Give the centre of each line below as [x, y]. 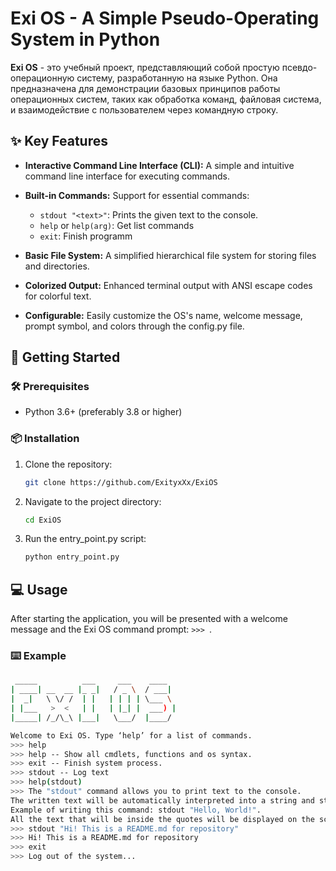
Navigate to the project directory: [93, 501]
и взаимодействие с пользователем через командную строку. [144, 109]
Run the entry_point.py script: [85, 539]
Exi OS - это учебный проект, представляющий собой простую [145, 67]
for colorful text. [58, 296]
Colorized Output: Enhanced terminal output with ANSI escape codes [168, 285]
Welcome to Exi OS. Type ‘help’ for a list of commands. [131, 735]
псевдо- [299, 67]
